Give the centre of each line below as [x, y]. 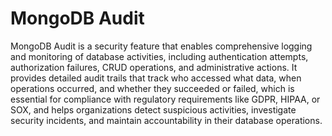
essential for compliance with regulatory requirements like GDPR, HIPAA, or [165, 99]
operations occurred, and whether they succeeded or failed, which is [152, 88]
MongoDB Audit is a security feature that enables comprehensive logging [161, 46]
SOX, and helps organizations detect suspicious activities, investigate [153, 109]
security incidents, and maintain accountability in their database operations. [166, 120]
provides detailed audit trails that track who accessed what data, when [156, 78]
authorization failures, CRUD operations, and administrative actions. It [154, 67]
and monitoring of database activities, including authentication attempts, [159, 56]
